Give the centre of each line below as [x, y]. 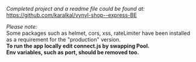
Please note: [22, 27]
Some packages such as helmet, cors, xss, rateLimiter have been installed [98, 33]
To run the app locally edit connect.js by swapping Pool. [78, 46]
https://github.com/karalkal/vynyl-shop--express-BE [72, 15]
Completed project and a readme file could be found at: [76, 9]
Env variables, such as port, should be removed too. [73, 52]
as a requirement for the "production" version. [64, 39]
